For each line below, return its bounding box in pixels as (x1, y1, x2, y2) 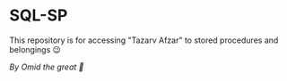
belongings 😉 (9, 44, 61, 54)
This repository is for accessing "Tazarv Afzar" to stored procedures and (9, 35, 279, 45)
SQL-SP (9, 5, 68, 26)
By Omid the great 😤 (9, 61, 84, 72)
